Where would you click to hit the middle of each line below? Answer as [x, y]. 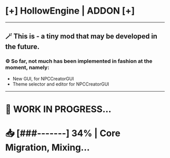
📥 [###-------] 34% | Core [63, 133]
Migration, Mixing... [48, 147]
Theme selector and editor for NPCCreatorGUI [61, 84]
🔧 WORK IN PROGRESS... [58, 109]
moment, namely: [27, 67]
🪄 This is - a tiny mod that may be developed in [81, 36]
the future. [23, 47]
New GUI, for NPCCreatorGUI [43, 78]
